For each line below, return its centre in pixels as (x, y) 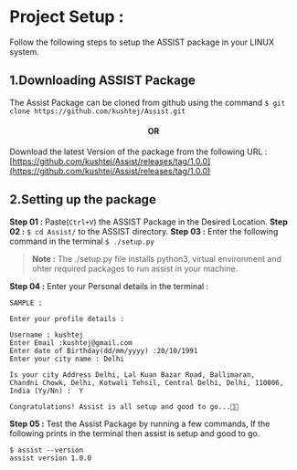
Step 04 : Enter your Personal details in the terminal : (109, 286)
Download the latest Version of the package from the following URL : (138, 151)
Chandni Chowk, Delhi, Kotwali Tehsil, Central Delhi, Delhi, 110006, (147, 382)
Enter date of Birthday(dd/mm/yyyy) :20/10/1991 (104, 350)
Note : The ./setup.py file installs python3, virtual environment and (156, 258)
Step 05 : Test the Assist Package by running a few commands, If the (140, 423)
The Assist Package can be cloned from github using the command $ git (148, 102)
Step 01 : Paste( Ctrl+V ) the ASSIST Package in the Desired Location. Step (148, 222)
